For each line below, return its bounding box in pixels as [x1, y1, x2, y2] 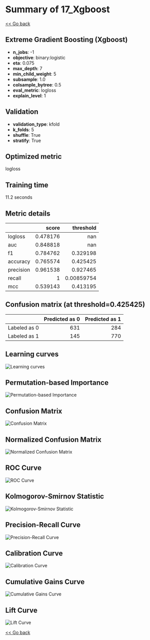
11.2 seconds [5, 194, 33, 200]
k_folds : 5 [12, 127, 34, 133]
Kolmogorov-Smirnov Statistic [5, 492, 104, 501]
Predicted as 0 [44, 315, 80, 322]
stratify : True [12, 137, 41, 143]
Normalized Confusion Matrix [5, 435, 101, 444]
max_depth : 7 [12, 65, 42, 71]
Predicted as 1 [84, 315, 121, 322]
